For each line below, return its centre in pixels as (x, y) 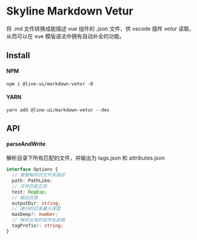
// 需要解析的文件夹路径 (38, 175)
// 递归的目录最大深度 (36, 209)
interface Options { (32, 170)
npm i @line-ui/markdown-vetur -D (50, 84)
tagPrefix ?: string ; (38, 226)
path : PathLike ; (32, 181)
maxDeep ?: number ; (35, 215)
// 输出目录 (25, 198)
